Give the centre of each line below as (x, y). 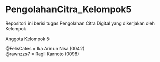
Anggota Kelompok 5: (28, 39)
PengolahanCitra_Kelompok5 (69, 9)
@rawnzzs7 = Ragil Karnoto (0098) (42, 54)
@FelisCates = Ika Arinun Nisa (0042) (45, 48)
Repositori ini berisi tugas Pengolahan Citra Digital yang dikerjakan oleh (80, 23)
